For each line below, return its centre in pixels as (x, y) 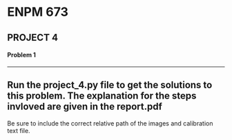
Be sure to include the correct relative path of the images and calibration (110, 123)
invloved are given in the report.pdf (85, 107)
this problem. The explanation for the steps (102, 96)
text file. (19, 130)
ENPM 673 (38, 12)
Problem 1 (22, 55)
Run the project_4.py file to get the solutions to (110, 85)
